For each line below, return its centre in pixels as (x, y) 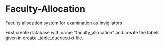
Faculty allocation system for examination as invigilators (64, 23)
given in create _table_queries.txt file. (44, 38)
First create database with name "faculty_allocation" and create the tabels (82, 32)
